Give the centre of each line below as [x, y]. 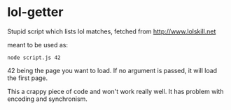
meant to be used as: [38, 45]
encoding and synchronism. [47, 99]
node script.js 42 [34, 57]
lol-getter [35, 12]
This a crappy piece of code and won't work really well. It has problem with [115, 91]
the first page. [28, 78]
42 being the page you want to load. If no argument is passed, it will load [112, 70]
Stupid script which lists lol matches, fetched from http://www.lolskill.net [112, 31]
